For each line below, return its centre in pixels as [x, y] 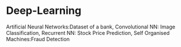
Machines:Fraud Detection [38, 39]
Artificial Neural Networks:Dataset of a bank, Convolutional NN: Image [91, 27]
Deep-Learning [44, 11]
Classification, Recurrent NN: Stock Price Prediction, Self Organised [88, 32]
